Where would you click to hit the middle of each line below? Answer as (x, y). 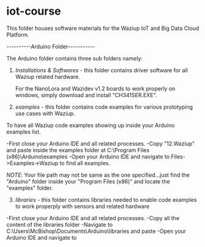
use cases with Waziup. (45, 113)
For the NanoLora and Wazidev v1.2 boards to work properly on (95, 88)
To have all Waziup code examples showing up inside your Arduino (91, 125)
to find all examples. (85, 163)
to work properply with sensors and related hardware (82, 206)
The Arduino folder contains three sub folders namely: (74, 58)
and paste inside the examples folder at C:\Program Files (78, 150)
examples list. (24, 131)
